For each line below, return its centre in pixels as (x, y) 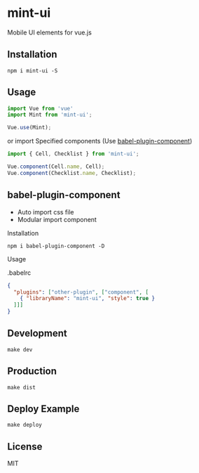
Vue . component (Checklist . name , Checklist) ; (72, 173)
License (25, 447)
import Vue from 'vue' (40, 108)
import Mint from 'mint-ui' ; (50, 115)
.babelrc (19, 273)
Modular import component (57, 219)
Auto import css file (46, 212)
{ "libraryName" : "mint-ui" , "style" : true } (88, 299)
